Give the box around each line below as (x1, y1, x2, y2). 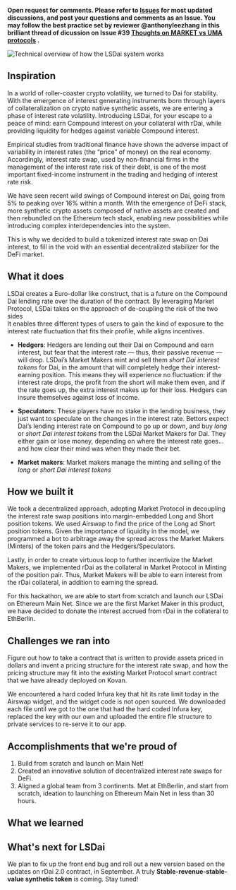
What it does (7, 271, 65, 283)
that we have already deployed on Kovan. (7, 676, 128, 684)
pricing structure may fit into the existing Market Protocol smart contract (7, 669, 217, 677)
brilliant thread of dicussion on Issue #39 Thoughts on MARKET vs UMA (7, 28, 223, 37)
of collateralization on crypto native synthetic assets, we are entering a (7, 104, 213, 112)
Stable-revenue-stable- (156, 867, 228, 876)
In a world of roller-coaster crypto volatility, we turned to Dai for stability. (7, 88, 218, 97)
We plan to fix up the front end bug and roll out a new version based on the (7, 860, 225, 868)
